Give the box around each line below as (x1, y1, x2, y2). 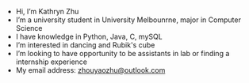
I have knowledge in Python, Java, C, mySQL (15, 32, 163, 41)
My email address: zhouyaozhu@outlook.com (15, 66, 166, 74)
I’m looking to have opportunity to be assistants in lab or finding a (15, 49, 230, 58)
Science (15, 24, 43, 32)
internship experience (15, 57, 88, 66)
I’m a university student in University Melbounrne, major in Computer (15, 15, 242, 25)
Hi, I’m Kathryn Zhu (15, 7, 79, 16)
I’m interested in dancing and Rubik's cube (15, 40, 155, 50)
